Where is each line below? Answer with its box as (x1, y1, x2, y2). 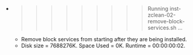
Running (147, 5, 169, 12)
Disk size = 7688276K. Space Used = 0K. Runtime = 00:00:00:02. (21, 42, 186, 49)
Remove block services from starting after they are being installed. (21, 36, 188, 42)
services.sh (147, 24, 177, 31)
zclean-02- (147, 11, 176, 19)
